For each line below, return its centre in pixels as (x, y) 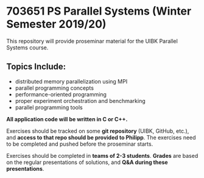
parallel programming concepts (55, 88)
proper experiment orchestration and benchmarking (80, 101)
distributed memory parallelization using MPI (71, 81)
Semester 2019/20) (56, 24)
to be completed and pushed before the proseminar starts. (80, 144)
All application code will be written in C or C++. (67, 119)
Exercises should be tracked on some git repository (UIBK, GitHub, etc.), (98, 131)
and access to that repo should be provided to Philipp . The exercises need (101, 137)
